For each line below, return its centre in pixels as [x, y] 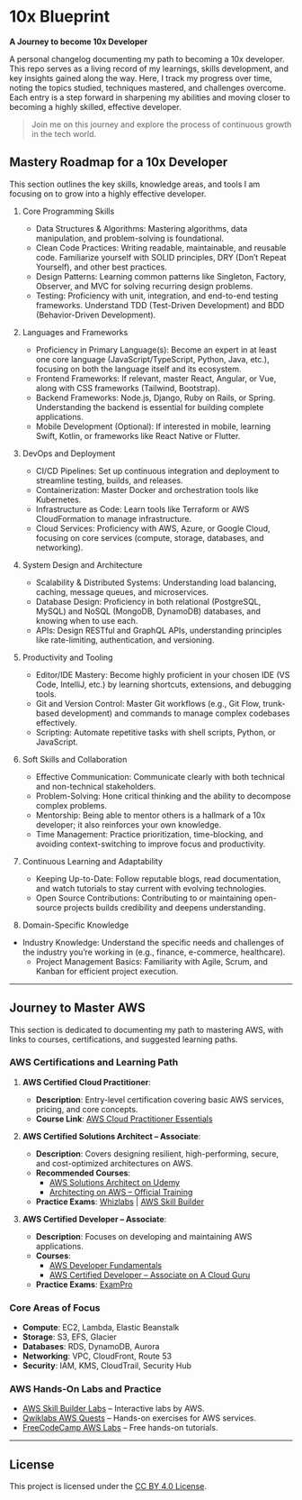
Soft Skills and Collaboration [75, 759]
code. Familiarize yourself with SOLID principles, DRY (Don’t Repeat [161, 257]
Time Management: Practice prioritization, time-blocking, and [149, 834]
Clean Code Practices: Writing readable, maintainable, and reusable [161, 247]
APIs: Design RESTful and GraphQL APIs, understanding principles [159, 630]
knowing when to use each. [87, 620]
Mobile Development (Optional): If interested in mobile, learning [153, 426]
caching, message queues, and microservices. [122, 591]
